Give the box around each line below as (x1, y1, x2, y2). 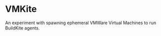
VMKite (5, 3, 37, 15)
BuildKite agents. (5, 25, 40, 31)
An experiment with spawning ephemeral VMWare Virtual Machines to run (5, 20, 157, 26)
